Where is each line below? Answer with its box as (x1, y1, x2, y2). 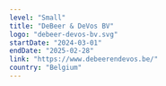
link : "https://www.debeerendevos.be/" (9, 55, 159, 64)
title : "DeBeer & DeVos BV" (9, 21, 115, 30)
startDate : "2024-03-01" (9, 38, 102, 47)
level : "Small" (9, 13, 66, 22)
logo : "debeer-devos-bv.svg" (9, 30, 118, 39)
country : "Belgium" (9, 64, 83, 73)
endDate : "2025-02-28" (9, 47, 94, 56)
